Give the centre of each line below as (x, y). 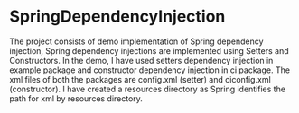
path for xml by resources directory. (76, 98)
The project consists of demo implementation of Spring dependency (136, 41)
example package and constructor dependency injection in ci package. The (150, 70)
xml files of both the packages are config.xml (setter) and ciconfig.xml (140, 79)
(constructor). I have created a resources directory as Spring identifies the (148, 89)
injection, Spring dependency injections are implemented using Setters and (149, 50)
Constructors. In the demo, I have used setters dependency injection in (141, 60)
